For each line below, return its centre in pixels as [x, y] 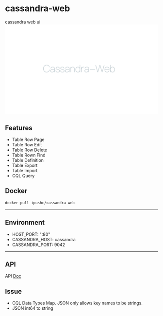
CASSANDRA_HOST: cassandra [44, 239]
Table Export [25, 165]
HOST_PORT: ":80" [31, 234]
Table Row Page [28, 140]
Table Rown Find [29, 155]
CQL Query [23, 176]
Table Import [25, 171]
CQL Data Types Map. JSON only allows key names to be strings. [77, 303]
